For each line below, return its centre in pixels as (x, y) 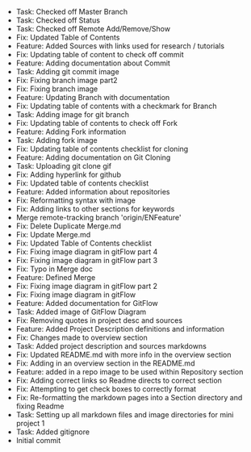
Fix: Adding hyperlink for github (68, 174)
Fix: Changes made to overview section (82, 337)
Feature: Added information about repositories (93, 192)
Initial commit (38, 440)
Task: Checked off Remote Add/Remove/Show (93, 29)
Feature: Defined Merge (56, 277)
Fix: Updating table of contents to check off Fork (96, 123)
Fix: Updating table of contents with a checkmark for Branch (116, 106)
